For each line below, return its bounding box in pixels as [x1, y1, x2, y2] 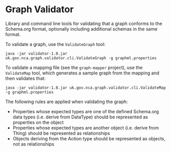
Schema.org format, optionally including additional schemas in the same [5, 26, 158, 32]
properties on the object [12, 119, 64, 125]
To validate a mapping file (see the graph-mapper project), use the [5, 64, 143, 70]
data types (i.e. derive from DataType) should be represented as [12, 114, 148, 120]
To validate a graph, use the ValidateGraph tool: [5, 41, 106, 47]
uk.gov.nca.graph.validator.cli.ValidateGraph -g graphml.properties [5, 55, 157, 61]
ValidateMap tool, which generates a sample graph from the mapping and [5, 70, 160, 76]
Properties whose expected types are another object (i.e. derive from [12, 124, 159, 131]
